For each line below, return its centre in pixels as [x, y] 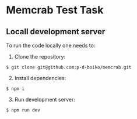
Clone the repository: [40, 57]
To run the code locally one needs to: [51, 45]
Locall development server [56, 32]
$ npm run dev [23, 110]
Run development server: [45, 100]
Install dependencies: [40, 78]
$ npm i [15, 89]
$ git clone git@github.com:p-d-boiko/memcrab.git [69, 67]
